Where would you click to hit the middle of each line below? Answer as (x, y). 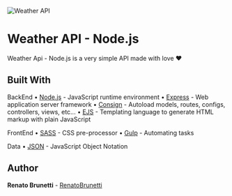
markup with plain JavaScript (49, 119)
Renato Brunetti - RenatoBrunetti (55, 185)
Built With (29, 80)
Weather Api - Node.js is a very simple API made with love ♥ (95, 58)
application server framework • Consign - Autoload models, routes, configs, (116, 104)
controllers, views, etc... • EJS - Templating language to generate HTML (110, 112)
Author (23, 168)
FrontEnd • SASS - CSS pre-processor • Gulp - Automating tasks (101, 133)
